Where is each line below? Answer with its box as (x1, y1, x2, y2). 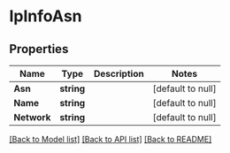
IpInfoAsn (9, 6, 82, 27)
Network (13, 111, 51, 123)
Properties (9, 42, 69, 57)
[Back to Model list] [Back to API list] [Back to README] (9, 134, 212, 144)
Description (93, 68, 144, 80)
